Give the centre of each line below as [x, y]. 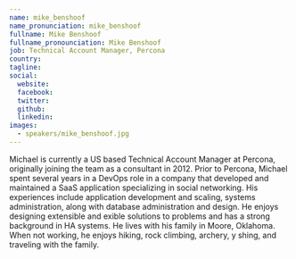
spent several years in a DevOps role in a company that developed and [139, 178]
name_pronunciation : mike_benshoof [75, 26]
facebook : [35, 92]
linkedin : [35, 117]
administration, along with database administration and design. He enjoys [144, 206]
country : [25, 59]
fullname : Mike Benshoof [55, 34]
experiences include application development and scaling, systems [132, 196]
